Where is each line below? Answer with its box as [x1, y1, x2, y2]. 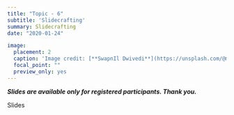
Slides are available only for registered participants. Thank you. [7, 87, 197, 95]
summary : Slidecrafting [7, 23, 77, 30]
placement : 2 [13, 49, 52, 56]
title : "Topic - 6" [7, 10, 64, 17]
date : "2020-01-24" [7, 29, 64, 37]
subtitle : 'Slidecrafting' [7, 17, 86, 24]
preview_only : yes [13, 68, 68, 75]
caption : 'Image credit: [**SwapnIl [13, 55, 120, 63]
